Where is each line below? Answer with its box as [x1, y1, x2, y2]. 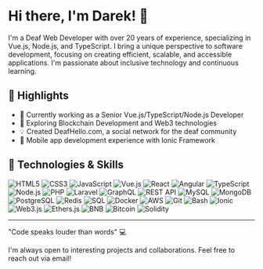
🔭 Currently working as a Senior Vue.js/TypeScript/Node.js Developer [19, 110, 244, 119]
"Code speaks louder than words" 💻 [8, 227, 127, 236]
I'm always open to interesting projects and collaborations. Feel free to [8, 245, 236, 254]
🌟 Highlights [8, 89, 69, 103]
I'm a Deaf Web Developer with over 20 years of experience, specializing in [8, 33, 251, 42]
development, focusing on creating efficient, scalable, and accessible [8, 49, 232, 59]
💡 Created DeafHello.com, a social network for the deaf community [19, 126, 237, 136]
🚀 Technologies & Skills [8, 158, 124, 172]
